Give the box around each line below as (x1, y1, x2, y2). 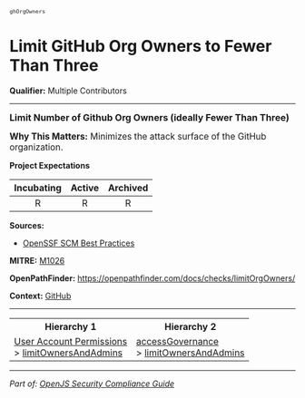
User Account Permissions (14, 335, 128, 347)
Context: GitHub (9, 290, 72, 301)
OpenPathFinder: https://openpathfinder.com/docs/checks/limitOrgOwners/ (9, 272, 296, 284)
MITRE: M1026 (9, 255, 65, 266)
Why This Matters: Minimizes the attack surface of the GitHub (9, 131, 267, 142)
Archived (107, 181, 149, 194)
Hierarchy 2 (164, 320, 217, 333)
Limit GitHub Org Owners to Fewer (9, 36, 272, 57)
